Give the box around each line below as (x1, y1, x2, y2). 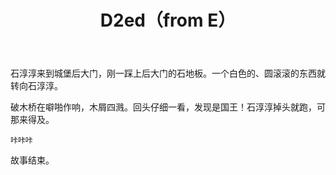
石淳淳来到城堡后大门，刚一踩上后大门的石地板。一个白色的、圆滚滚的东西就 (10, 67, 326, 80)
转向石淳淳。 (10, 80, 63, 92)
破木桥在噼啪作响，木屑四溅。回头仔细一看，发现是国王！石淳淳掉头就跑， (10, 101, 317, 113)
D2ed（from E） (99, 9, 237, 32)
